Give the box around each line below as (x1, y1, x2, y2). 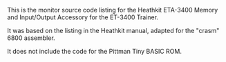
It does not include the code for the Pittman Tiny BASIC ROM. (7, 48, 182, 55)
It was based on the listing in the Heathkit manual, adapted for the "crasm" (7, 27, 220, 34)
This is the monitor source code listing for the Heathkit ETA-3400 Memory (7, 6, 218, 14)
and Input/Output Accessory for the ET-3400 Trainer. (7, 13, 159, 21)
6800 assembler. (7, 34, 55, 42)
